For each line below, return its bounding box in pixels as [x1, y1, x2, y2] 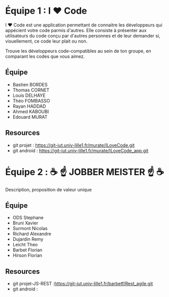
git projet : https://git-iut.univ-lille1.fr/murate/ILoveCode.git [12, 142, 135, 148]
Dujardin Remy [12, 236, 44, 242]
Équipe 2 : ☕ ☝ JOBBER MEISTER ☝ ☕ [5, 166, 164, 178]
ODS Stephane [12, 215, 44, 221]
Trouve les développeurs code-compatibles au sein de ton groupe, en [5, 48, 151, 54]
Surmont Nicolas [12, 225, 48, 232]
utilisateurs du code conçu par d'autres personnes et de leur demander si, [5, 32, 161, 39]
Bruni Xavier [12, 220, 39, 226]
